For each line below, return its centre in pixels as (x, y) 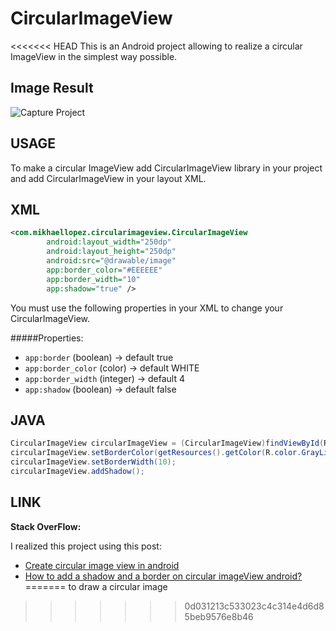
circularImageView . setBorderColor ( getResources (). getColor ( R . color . (156, 453)
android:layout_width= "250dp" (109, 242)
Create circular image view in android (102, 565)
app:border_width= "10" (93, 279)
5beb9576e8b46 (219, 616)
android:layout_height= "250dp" (111, 252)
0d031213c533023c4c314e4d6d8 (254, 606)
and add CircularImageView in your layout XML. (108, 178)
